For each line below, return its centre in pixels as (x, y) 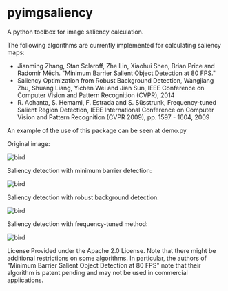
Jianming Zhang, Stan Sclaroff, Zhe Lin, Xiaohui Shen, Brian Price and (116, 66)
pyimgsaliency (50, 13)
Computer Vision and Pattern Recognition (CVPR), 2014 (96, 95)
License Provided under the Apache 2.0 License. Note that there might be (112, 250)
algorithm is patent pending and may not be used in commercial (97, 272)
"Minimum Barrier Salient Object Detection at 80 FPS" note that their (104, 265)
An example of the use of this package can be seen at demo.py (97, 130)
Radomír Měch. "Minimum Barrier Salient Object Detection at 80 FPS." (116, 73)
